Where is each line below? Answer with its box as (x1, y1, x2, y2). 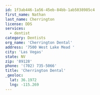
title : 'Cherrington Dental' (5, 68, 66, 73)
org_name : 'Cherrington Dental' (5, 40, 72, 45)
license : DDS (5, 21, 32, 27)
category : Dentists (5, 36, 46, 41)
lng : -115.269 (9, 82, 39, 87)
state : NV (5, 54, 26, 59)
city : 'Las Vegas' (5, 49, 43, 54)
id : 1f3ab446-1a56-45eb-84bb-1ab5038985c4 (5, 7, 95, 13)
